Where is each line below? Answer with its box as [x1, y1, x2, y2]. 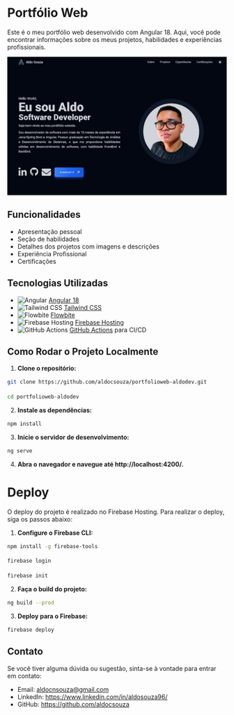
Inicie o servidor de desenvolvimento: [17, 433, 130, 441]
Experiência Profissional [17, 249, 87, 258]
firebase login [7, 557, 52, 565]
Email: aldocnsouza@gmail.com [17, 685, 109, 693]
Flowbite [50, 311, 75, 319]
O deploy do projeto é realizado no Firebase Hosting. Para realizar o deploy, [7, 508, 225, 516]
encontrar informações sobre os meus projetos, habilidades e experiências [7, 35, 222, 43]
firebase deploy [7, 626, 54, 633]
